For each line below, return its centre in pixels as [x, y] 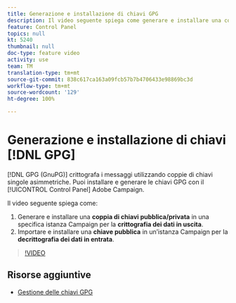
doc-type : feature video [44, 54]
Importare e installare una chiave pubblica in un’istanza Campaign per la [123, 231]
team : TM [20, 66]
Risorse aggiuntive [49, 275]
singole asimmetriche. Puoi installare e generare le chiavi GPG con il [106, 182]
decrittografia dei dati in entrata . [66, 239]
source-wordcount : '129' [44, 92]
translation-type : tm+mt [44, 73]
